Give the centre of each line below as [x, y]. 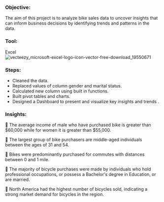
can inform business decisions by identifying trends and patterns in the [77, 23]
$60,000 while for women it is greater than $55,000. [58, 130]
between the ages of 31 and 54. [37, 145]
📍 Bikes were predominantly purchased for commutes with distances [75, 154]
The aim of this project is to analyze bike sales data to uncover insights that [82, 18]
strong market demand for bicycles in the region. [55, 194]
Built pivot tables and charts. [41, 96]
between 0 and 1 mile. [27, 160]
